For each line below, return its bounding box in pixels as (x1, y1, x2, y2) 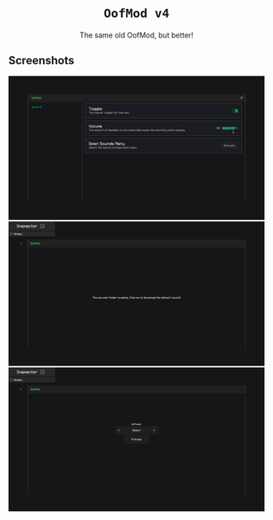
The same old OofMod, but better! (80, 30, 193, 40)
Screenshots (8, 54, 75, 68)
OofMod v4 (103, 6, 170, 21)
